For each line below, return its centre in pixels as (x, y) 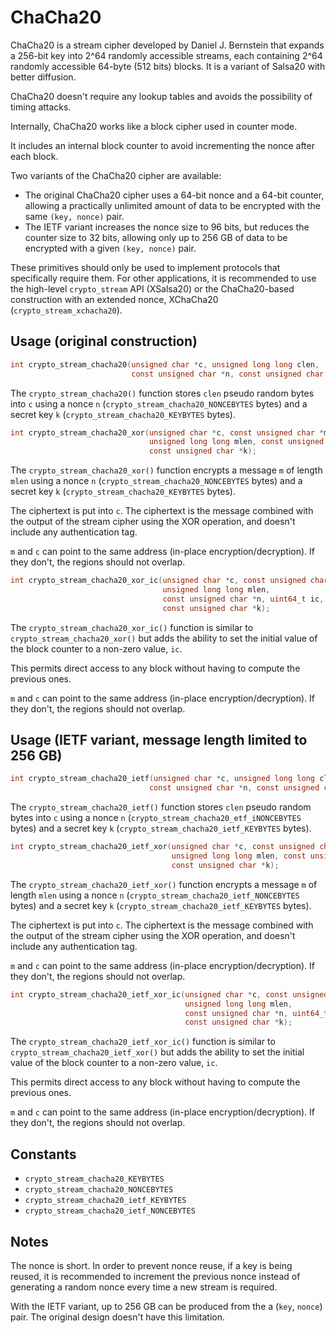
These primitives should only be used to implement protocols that (145, 267)
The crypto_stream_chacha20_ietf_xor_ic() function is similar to (143, 1042)
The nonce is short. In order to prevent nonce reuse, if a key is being (151, 1265)
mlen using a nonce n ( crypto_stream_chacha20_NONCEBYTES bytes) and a (156, 481)
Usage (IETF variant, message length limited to (159, 740)
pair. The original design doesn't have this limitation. (118, 1317)
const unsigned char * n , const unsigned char (228, 374)
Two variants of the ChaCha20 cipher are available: (116, 175)
